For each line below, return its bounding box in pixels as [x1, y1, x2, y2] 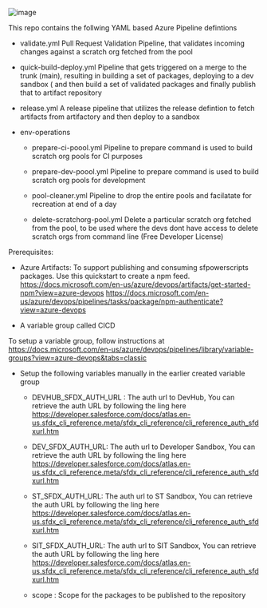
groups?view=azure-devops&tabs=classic [8, 353, 147, 363]
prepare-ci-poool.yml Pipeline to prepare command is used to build [31, 143, 253, 152]
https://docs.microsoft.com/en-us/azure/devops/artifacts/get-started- [19, 280, 251, 289]
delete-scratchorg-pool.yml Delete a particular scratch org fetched [31, 215, 252, 224]
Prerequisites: [8, 248, 54, 256]
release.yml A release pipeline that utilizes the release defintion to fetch [19, 104, 255, 113]
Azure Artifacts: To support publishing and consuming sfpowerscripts [19, 263, 249, 272]
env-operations [19, 128, 71, 137]
